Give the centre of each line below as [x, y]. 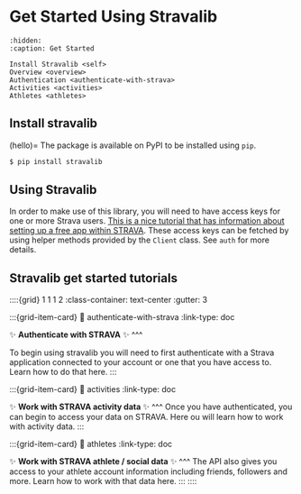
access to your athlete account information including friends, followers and [149, 471]
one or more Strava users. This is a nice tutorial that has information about [147, 221]
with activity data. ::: [47, 426]
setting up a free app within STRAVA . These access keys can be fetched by [149, 231]
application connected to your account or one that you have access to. [141, 362]
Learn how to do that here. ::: [63, 372]
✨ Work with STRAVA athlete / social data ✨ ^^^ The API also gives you [143, 462]
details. [23, 250]
